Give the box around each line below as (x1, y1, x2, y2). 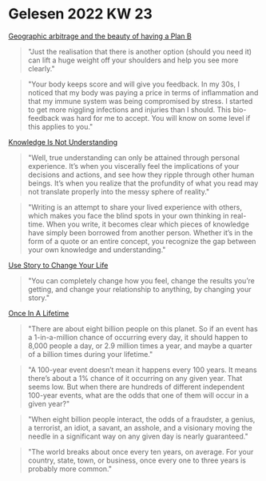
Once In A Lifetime (8, 308, 69, 318)
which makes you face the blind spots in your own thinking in (27, 210, 229, 220)
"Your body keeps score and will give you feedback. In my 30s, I (27, 79, 240, 89)
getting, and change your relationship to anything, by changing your (27, 284, 252, 294)
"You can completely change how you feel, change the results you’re (27, 275, 256, 285)
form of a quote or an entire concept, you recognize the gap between (27, 236, 256, 246)
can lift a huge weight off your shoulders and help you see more (27, 55, 239, 65)
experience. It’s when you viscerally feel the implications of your (27, 161, 240, 170)
